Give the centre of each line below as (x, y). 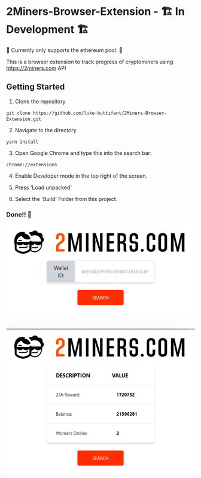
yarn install (22, 142)
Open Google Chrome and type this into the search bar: (83, 153)
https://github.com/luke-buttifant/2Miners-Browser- (100, 113)
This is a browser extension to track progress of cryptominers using (90, 62)
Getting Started (36, 87)
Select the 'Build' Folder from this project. (66, 199)
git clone (19, 113)
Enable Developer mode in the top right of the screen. (81, 176)
